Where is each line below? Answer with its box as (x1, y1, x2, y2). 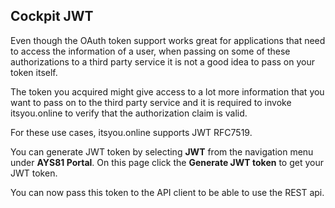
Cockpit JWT (10, 8, 94, 25)
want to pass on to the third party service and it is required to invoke (10, 96, 292, 108)
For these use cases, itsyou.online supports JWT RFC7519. (10, 126, 253, 138)
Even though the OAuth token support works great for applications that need (10, 34, 326, 46)
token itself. (10, 66, 58, 78)
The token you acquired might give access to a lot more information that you (10, 85, 325, 98)
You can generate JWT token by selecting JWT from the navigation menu (10, 145, 314, 158)
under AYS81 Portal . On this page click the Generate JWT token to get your (10, 156, 324, 168)
